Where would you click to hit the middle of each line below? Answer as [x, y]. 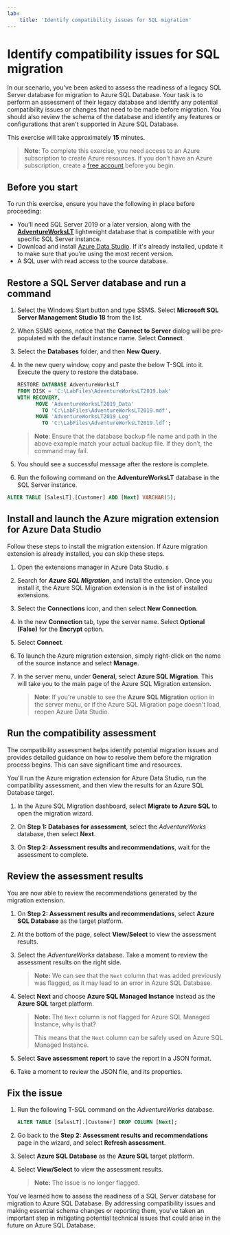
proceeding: [24, 211]
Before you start [43, 187]
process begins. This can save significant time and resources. [95, 765]
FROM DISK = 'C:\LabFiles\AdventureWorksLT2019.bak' [94, 391]
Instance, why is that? [65, 1024]
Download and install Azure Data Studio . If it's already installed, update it [120, 247]
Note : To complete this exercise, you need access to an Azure [112, 151]
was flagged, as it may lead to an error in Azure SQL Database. [123, 983]
